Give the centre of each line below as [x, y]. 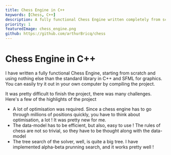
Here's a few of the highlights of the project [51, 99]
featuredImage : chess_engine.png [41, 29]
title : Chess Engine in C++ [35, 10]
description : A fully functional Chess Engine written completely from [83, 19]
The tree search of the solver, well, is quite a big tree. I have [75, 141]
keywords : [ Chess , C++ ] [31, 15]
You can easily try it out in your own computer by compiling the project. [80, 84]
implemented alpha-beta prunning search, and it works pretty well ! [83, 147]
